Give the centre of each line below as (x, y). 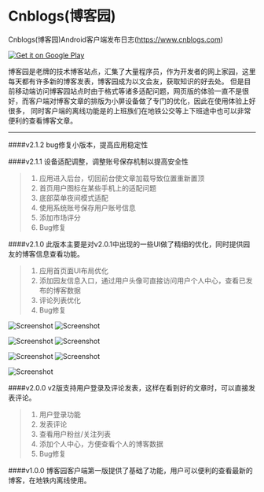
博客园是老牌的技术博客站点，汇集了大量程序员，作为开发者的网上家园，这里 (132, 71)
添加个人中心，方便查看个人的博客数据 (101, 444)
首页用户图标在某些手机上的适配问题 (98, 188)
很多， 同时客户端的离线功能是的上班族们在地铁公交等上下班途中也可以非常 (130, 110)
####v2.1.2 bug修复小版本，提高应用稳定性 (78, 144)
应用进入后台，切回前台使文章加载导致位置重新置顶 (122, 178)
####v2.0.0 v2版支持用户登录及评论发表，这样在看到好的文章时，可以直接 (128, 387)
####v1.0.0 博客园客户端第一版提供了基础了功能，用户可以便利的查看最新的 (130, 470)
